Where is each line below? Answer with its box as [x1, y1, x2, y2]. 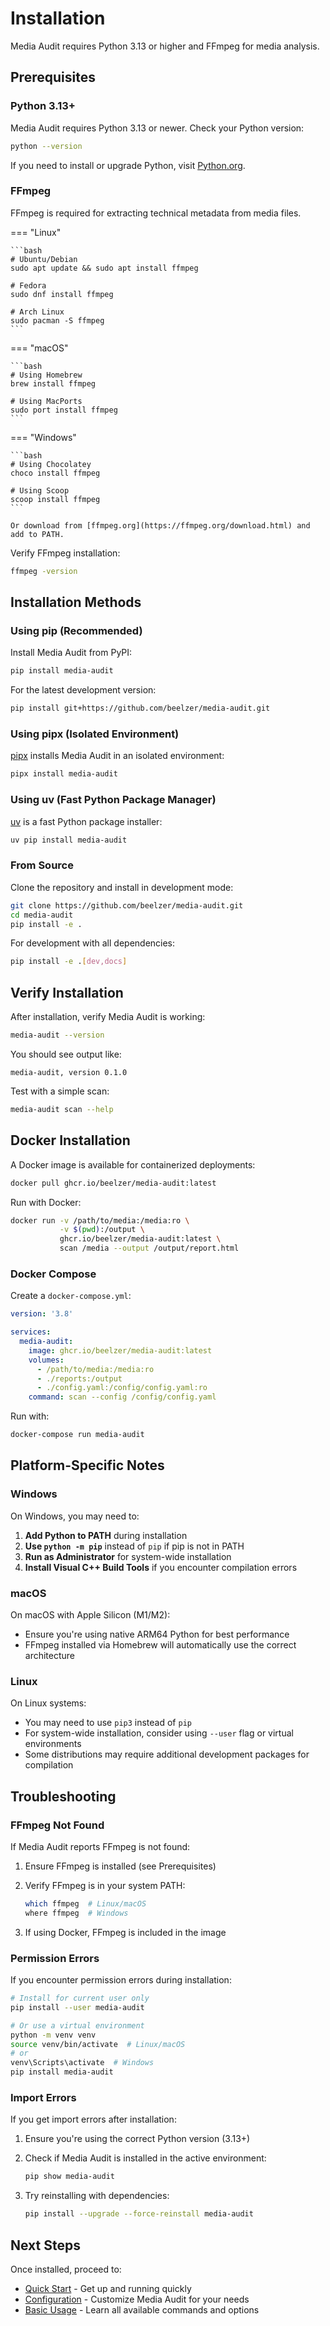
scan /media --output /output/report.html [59, 1243, 240, 1254]
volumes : [28, 1355, 65, 1365]
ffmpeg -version [10, 566, 78, 576]
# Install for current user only [10, 1993, 150, 2004]
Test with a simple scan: [10, 1085, 110, 1097]
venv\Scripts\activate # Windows [10, 2058, 155, 2068]
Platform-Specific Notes [10, 1457, 165, 1474]
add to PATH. [10, 529, 65, 539]
